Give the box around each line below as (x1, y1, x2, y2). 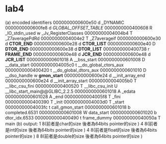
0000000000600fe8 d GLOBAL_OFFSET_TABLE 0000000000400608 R (5, 24, 153, 30)
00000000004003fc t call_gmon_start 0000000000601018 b (5, 104, 131, 110)
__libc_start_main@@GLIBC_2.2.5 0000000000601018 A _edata (5, 88, 136, 94)
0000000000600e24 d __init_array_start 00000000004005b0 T (5, 78, 137, 84)
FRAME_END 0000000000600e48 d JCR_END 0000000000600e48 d (5, 51, 151, 57)
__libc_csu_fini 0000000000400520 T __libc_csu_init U (5, 83, 118, 89)
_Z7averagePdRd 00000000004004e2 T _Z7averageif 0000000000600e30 (5, 35, 161, 41)
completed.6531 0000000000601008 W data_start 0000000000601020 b (5, 109, 157, 115)
